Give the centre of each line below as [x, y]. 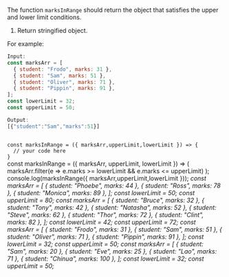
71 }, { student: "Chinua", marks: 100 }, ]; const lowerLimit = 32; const [106, 258]
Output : [18, 120]
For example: [26, 44]
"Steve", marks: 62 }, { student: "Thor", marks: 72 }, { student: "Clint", [106, 214]
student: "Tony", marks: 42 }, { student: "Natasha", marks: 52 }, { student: [112, 207]
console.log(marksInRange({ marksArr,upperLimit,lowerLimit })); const [107, 178]
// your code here [40, 151]
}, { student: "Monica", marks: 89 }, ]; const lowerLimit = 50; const [101, 192]
